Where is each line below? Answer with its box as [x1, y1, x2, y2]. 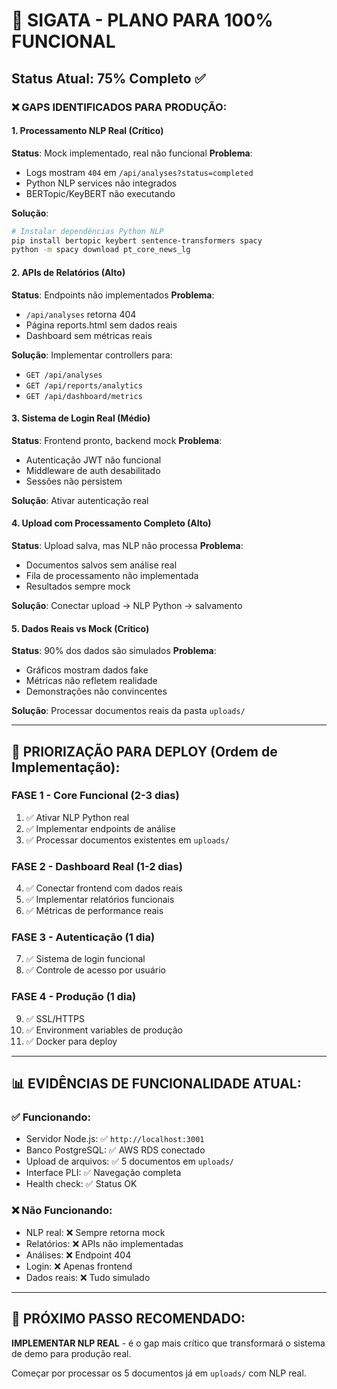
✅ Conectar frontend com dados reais [25, 882, 183, 894]
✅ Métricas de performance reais [25, 905, 164, 917]
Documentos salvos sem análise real [25, 559, 178, 571]
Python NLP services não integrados [25, 177, 178, 189]
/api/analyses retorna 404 [25, 308, 137, 320]
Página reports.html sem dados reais [25, 319, 178, 331]
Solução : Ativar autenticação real [11, 494, 149, 506]
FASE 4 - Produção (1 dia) [11, 990, 137, 1004]
